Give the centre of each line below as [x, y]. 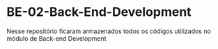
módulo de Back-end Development [56, 38]
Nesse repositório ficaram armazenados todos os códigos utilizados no [109, 31]
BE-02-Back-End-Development [99, 12]
